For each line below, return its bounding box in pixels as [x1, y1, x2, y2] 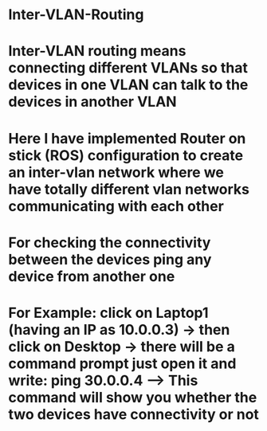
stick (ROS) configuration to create [8, 146, 244, 164]
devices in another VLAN [8, 93, 177, 111]
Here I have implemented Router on [8, 129, 246, 147]
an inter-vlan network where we [8, 163, 225, 181]
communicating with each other [8, 197, 225, 215]
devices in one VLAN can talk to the [8, 76, 249, 94]
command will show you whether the [8, 388, 257, 406]
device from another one [8, 267, 175, 285]
